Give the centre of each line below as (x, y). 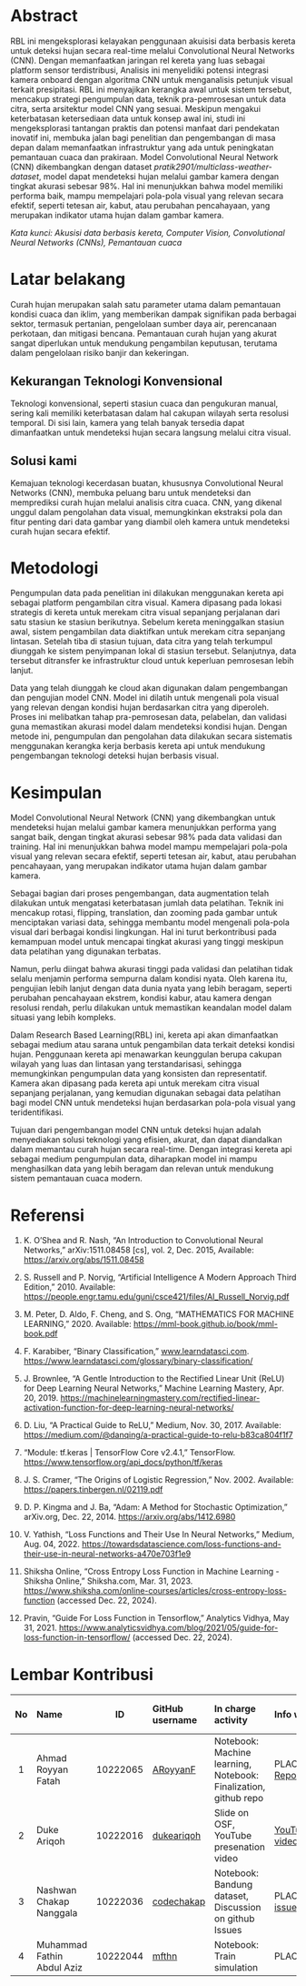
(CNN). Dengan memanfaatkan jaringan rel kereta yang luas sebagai (138, 60)
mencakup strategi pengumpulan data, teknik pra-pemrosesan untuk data (148, 99)
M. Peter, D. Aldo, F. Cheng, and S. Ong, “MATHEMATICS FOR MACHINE (158, 1314)
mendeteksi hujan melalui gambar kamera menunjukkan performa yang (143, 827)
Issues (228, 1930)
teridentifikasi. (37, 1112)
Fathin (50, 1956)
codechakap (179, 1901)
